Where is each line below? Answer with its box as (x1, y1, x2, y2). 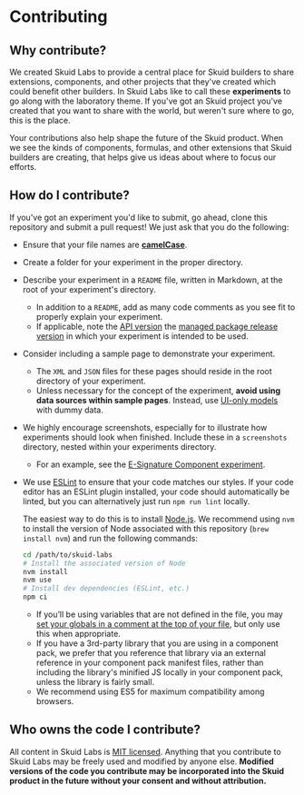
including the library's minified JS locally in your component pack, (35, 667, 284, 678)
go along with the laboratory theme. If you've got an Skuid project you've (9, 95, 283, 106)
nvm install (22, 567, 68, 576)
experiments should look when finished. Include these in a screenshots (22, 432, 288, 442)
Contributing (9, 6, 108, 27)
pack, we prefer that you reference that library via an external (35, 648, 266, 659)
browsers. (35, 696, 74, 707)
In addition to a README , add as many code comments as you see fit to (35, 302, 296, 313)
